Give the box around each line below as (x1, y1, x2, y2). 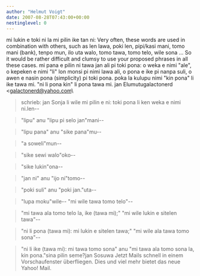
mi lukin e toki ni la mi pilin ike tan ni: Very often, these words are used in (6, 37, 186, 44)
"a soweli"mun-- (20, 140, 62, 147)
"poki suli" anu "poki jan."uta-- (20, 186, 97, 193)
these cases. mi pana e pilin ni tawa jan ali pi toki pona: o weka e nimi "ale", (6, 62, 192, 69)
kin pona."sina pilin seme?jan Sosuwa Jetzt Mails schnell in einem (20, 252, 184, 259)
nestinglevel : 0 (6, 20, 47, 26)
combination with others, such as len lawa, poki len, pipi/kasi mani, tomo (6, 43, 185, 50)
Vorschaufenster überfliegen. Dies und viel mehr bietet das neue (20, 258, 181, 265)
